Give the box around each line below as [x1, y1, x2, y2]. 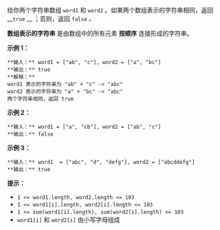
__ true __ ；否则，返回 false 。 [7, 14, 95, 23]
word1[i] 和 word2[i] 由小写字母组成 [16, 216, 120, 224]
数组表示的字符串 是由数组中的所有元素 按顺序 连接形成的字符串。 [7, 30, 193, 37]
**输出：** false [7, 131, 54, 138]
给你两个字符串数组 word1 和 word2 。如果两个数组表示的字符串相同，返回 [7, 6, 214, 14]
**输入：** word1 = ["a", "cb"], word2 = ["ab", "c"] [7, 123, 162, 130]
